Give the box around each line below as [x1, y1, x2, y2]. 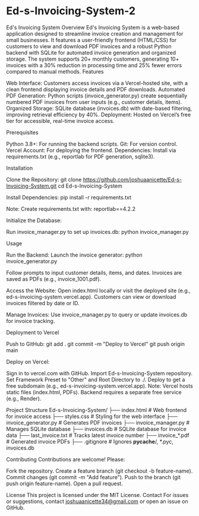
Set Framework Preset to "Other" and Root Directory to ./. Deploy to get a [6, 376, 185, 383]
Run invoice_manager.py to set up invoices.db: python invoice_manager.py [6, 228, 189, 235]
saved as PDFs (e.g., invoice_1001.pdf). [6, 275, 102, 283]
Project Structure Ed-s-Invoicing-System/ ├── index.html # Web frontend [6, 406, 187, 413]
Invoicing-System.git [6, 182, 57, 189]
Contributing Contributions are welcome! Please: [6, 455, 125, 463]
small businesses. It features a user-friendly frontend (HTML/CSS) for [6, 36, 177, 43]
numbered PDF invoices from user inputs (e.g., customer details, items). [6, 98, 182, 105]
